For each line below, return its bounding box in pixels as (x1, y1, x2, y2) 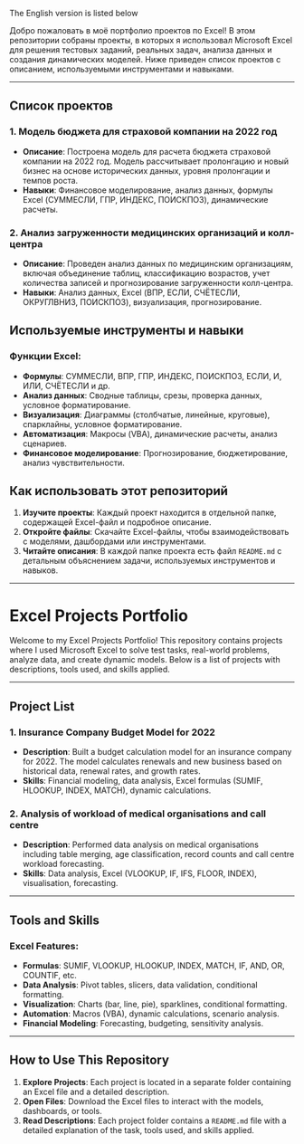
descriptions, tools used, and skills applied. (9, 664, 170, 675)
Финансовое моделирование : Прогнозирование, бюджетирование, (22, 447, 288, 458)
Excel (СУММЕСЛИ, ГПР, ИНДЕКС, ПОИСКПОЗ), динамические (22, 194, 269, 205)
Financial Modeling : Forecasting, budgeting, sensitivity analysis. (22, 1018, 264, 1029)
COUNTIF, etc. (22, 970, 77, 981)
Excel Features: (9, 939, 80, 952)
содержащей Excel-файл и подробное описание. (22, 517, 212, 528)
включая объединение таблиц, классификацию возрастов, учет (22, 267, 271, 279)
